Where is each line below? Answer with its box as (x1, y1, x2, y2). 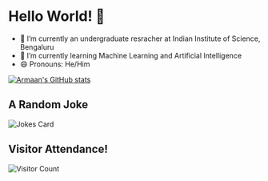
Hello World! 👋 (8, 7, 106, 26)
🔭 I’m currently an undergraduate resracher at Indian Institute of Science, (19, 34, 261, 43)
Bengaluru (19, 42, 54, 51)
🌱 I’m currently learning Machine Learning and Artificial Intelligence (19, 50, 242, 60)
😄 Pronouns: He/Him (19, 59, 90, 69)
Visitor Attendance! (8, 143, 108, 156)
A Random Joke (8, 98, 89, 111)
